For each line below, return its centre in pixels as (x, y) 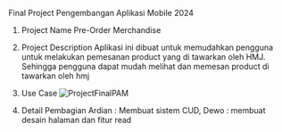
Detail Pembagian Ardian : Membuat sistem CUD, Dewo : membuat (143, 110)
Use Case (39, 93)
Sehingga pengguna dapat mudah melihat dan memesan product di (145, 66)
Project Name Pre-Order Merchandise (91, 30)
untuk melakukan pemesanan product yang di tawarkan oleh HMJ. (143, 57)
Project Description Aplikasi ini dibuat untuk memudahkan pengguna (147, 47)
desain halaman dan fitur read (76, 120)
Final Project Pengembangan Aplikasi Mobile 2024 (101, 13)
